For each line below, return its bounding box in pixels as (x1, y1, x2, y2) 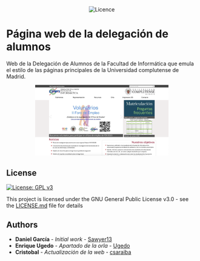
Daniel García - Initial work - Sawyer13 (15, 236, 112, 243)
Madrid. (6, 73, 26, 80)
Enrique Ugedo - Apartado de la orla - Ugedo (15, 242, 130, 249)
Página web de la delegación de (6, 27, 168, 41)
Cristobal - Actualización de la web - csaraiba (15, 248, 132, 256)
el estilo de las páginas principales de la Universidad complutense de (6, 66, 179, 73)
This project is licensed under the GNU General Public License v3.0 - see (6, 196, 189, 203)
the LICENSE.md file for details (6, 202, 83, 210)
